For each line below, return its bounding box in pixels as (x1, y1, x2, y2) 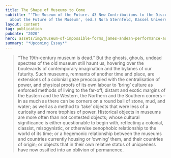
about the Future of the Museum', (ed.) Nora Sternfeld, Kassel (10, 17, 149, 22)
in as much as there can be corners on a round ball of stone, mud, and (17, 98, 165, 104)
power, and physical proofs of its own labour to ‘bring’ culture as (17, 82, 153, 88)
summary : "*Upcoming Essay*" (5, 41, 67, 46)
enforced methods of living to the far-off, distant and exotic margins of (17, 87, 166, 93)
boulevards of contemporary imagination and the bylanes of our (17, 65, 152, 71)
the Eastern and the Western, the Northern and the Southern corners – (17, 92, 166, 98)
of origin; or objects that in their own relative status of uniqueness (17, 141, 156, 147)
